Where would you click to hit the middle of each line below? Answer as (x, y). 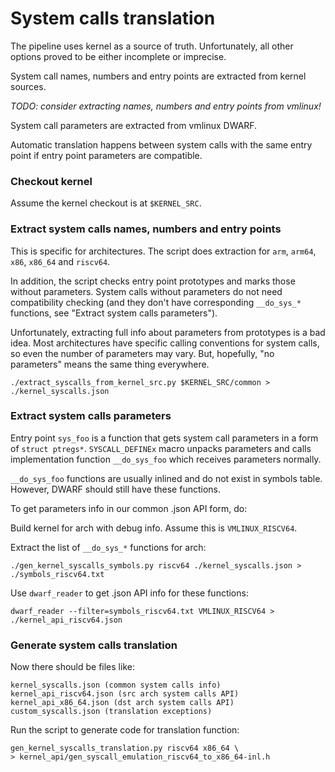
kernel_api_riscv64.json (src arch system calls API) (125, 694)
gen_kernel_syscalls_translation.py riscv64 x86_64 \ (125, 748)
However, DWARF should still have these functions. (115, 489)
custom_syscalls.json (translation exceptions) (111, 712)
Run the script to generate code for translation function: (125, 730)
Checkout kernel (51, 181)
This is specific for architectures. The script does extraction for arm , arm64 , (163, 251)
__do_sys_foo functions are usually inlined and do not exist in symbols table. (166, 478)
